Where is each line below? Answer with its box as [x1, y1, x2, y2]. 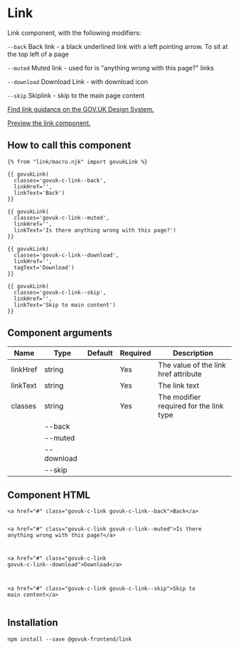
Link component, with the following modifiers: [7, 28, 142, 37]
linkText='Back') [14, 189, 65, 196]
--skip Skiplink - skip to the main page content [7, 91, 145, 100]
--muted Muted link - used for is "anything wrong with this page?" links [7, 63, 215, 72]
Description [173, 348, 213, 358]
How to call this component [7, 139, 132, 151]
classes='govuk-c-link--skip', [14, 289, 107, 296]
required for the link [157, 400, 224, 410]
